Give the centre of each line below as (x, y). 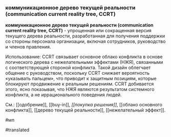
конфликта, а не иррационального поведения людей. (63, 95)
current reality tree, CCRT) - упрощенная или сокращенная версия (79, 31)
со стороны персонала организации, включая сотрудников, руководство (85, 41)
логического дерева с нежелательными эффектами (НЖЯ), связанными (84, 62)
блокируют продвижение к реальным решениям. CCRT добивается (80, 84)
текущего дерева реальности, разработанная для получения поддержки (85, 36)
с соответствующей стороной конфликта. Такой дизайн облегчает (78, 67)
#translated (17, 130)
